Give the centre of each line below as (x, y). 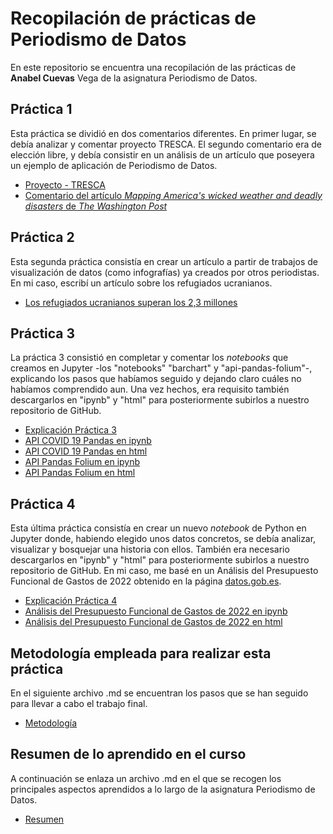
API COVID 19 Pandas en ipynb (88, 441)
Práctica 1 (41, 109)
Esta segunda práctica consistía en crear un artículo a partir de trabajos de (164, 261)
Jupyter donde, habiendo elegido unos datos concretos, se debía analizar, (163, 539)
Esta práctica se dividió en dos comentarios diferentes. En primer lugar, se (163, 133)
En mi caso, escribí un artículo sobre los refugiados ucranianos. (141, 283)
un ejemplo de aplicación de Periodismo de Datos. (114, 165)
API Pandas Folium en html (80, 473)
